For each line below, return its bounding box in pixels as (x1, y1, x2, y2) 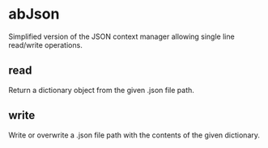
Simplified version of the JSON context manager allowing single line (8, 32, 235, 41)
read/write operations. (8, 40, 83, 49)
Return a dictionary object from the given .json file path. (8, 85, 194, 95)
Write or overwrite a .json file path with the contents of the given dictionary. (8, 130, 261, 140)
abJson (8, 5, 60, 23)
